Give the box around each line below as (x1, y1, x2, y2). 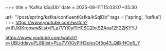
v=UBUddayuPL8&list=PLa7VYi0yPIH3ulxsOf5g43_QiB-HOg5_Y (5, 40, 140, 46)
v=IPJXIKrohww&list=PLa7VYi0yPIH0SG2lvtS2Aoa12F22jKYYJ (5, 25, 137, 31)
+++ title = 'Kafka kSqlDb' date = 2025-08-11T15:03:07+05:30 (5, 5, 137, 10)
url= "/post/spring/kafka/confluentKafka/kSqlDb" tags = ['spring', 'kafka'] (5, 14, 161, 20)
